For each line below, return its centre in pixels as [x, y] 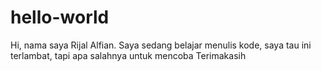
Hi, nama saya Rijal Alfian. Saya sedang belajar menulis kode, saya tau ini [161, 45]
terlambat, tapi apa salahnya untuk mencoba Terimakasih [128, 55]
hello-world [60, 17]
